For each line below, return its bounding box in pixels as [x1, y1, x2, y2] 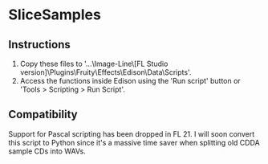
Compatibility [8, 108, 78, 121]
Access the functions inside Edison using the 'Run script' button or [19, 76, 241, 85]
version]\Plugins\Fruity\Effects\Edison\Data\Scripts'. [19, 68, 192, 77]
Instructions [8, 38, 71, 51]
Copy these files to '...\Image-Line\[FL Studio [19, 59, 169, 68]
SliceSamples [8, 6, 102, 24]
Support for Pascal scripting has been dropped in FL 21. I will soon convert [8, 129, 255, 138]
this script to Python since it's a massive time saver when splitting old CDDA [8, 137, 260, 147]
